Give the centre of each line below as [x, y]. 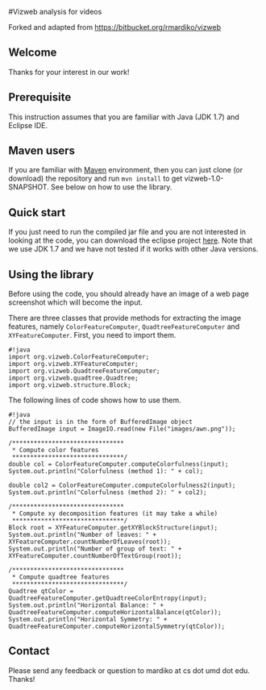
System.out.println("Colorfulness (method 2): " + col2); [108, 493]
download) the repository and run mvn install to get [96, 179]
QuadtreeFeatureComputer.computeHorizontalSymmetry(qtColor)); [117, 627]
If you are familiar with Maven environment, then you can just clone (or [126, 170]
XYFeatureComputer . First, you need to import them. [92, 335]
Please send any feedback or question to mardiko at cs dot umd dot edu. [129, 670]
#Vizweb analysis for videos [55, 12]
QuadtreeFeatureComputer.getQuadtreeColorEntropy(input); [108, 599]
